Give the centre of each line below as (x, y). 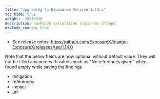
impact (19, 87)
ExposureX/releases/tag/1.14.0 (42, 47)
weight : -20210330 (24, 19)
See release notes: (31, 42)
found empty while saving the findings (43, 67)
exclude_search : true (27, 28)
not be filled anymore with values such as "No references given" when (76, 62)
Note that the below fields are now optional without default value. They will (80, 56)
